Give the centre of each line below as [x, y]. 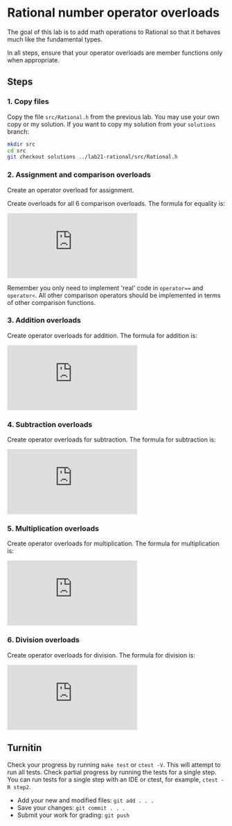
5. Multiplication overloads [53, 529]
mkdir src [21, 144]
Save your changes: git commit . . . [71, 807]
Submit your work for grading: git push [73, 815]
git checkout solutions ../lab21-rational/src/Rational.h [92, 157]
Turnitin [25, 748]
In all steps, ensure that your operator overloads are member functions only [115, 53]
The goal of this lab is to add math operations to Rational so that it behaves [114, 32]
